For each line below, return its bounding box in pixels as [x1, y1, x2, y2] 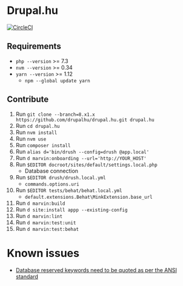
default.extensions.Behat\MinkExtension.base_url [24, 194, 153, 200]
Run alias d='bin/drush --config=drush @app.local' [15, 148, 150, 155]
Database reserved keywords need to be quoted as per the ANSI [15, 266, 178, 273]
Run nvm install [15, 128, 58, 136]
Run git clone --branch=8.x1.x [15, 110, 96, 118]
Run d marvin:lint [15, 212, 63, 219]
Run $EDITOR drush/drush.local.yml [15, 173, 106, 181]
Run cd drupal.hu [15, 122, 60, 129]
